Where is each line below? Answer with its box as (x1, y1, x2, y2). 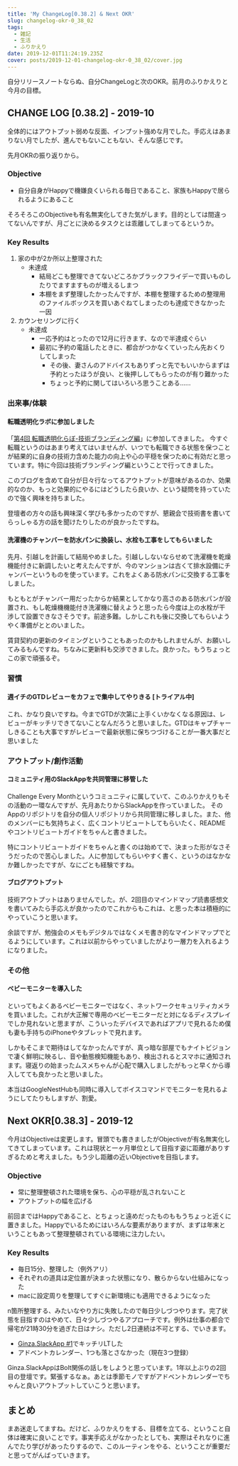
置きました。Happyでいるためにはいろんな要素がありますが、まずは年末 (7, 1221, 220, 1229)
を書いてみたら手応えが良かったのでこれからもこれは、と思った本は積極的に (7, 904, 232, 913)
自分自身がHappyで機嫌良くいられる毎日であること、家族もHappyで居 (17, 186, 225, 194)
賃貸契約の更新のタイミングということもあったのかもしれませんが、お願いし (7, 636, 232, 644)
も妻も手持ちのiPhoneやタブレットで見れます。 (7, 1029, 146, 1037)
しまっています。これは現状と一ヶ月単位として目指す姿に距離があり (26, 1143, 224, 1152)
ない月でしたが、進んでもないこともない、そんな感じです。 (13, 136, 187, 144)
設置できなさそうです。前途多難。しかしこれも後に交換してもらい (26, 612, 218, 621)
